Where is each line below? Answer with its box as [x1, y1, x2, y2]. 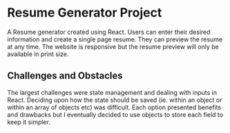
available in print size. [7, 50, 69, 58]
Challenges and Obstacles [7, 70, 123, 82]
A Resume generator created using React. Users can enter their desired [7, 28, 211, 36]
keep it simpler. [7, 118, 50, 126]
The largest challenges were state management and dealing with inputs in [7, 88, 218, 96]
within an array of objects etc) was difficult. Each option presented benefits [7, 103, 222, 112]
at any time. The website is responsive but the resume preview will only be [7, 42, 220, 51]
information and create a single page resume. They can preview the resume [7, 35, 223, 43]
